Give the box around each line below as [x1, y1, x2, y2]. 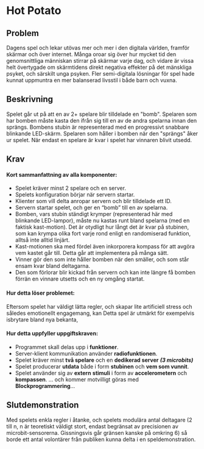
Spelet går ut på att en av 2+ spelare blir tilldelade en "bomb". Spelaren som [6, 110, 197, 118]
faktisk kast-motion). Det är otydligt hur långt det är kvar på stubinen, [15, 223, 189, 231]
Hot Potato [6, 4, 62, 18]
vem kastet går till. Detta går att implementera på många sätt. [15, 250, 169, 257]
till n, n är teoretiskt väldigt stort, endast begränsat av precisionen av [6, 422, 178, 430]
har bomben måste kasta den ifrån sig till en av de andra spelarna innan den [6, 117, 197, 124]
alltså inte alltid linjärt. [15, 236, 70, 244]
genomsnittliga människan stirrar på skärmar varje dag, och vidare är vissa [6, 57, 194, 64]
